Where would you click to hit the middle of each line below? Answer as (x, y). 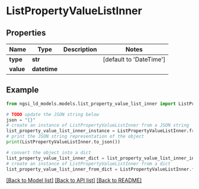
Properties (26, 33)
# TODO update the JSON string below (53, 114)
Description (80, 49)
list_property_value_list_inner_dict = (55, 158)
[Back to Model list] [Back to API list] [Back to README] (74, 180)
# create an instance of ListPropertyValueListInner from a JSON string (98, 126)
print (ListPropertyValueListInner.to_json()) (63, 142)
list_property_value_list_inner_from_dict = (62, 169)
